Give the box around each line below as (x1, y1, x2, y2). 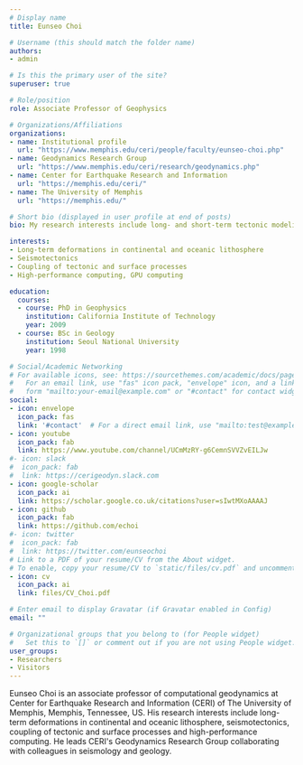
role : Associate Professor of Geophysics (9, 104, 168, 113)
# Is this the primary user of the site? (9, 71, 168, 80)
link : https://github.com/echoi (17, 521, 140, 531)
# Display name (9, 13, 67, 23)
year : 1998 (25, 345, 67, 355)
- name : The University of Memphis (9, 187, 143, 197)
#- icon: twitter (9, 530, 75, 539)
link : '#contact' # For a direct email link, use (17, 421, 212, 430)
